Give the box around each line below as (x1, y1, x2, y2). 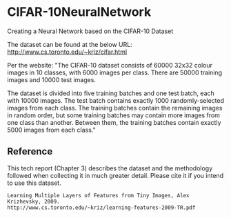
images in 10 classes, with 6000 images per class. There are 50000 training (7, 68, 223, 77)
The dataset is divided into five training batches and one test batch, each (7, 89, 215, 97)
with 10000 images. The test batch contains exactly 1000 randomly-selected (7, 96, 224, 104)
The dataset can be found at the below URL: (7, 40, 132, 48)
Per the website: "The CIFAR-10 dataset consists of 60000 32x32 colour (7, 61, 212, 69)
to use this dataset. (7, 179, 62, 187)
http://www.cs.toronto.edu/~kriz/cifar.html (7, 48, 128, 56)
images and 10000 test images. (7, 75, 97, 83)
